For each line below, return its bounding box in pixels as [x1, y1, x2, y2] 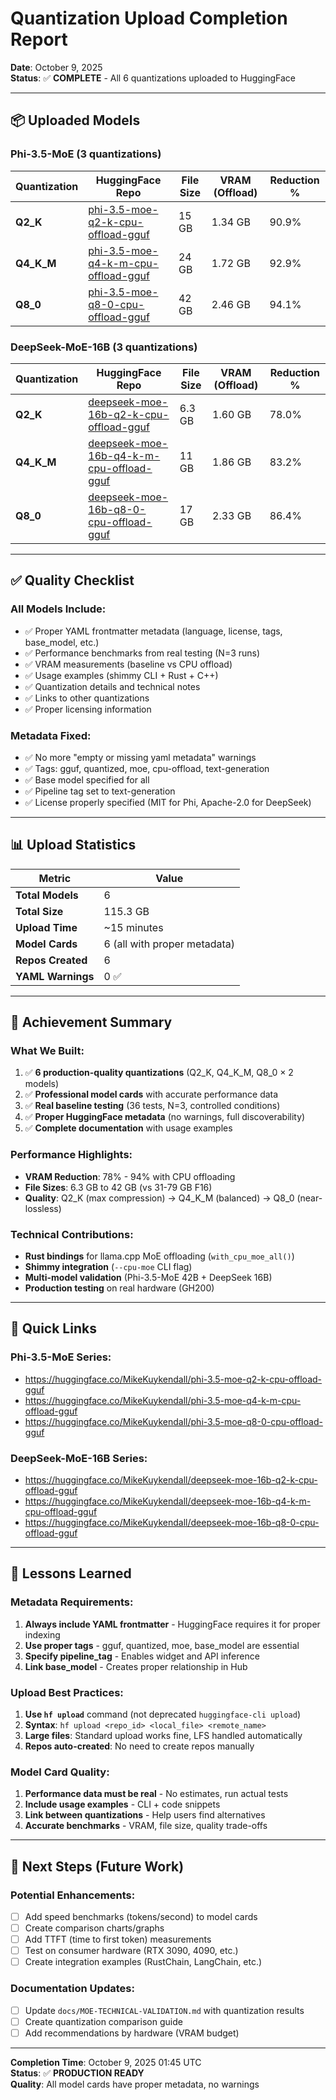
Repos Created [15, 953, 88, 967]
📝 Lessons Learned [10, 1565, 132, 1582]
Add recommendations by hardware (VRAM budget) [24, 2027, 240, 2039]
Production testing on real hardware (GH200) [24, 1282, 215, 1294]
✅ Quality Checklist [10, 572, 135, 589]
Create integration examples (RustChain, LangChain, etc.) [24, 1956, 263, 1968]
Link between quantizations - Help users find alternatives [24, 1809, 266, 1821]
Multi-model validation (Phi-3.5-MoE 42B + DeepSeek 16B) [24, 1272, 273, 1283]
